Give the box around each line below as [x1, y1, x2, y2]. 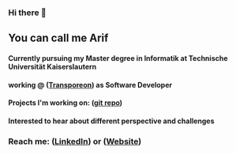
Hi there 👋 [8, 7, 47, 18]
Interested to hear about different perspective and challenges [8, 116, 215, 126]
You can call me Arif [8, 32, 109, 45]
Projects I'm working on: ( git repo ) [8, 98, 123, 107]
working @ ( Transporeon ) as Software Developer [8, 80, 172, 89]
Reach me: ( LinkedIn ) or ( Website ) [8, 136, 142, 147]
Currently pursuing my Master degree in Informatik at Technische [8, 53, 228, 62]
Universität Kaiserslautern [8, 62, 97, 71]
